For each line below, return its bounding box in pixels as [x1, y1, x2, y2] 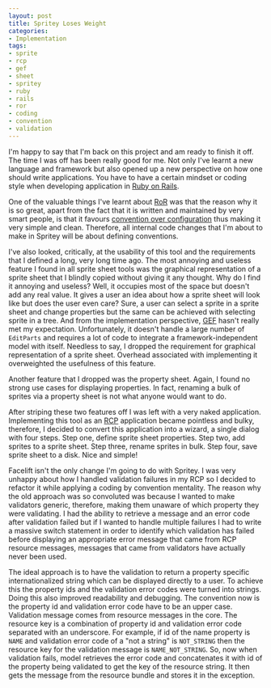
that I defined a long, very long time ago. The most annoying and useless [8, 255, 252, 265]
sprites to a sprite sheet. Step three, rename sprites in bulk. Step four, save [8, 441, 257, 451]
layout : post [8, 11, 53, 20]
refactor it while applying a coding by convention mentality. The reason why [8, 483, 261, 492]
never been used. [8, 551, 67, 561]
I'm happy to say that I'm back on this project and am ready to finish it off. [8, 146, 254, 156]
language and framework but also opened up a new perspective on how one [8, 163, 263, 174]
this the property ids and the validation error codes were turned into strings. [8, 584, 261, 594]
